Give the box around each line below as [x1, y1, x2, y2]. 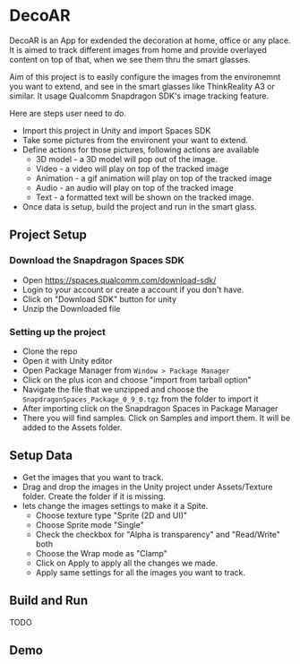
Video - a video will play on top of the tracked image [35, 163, 229, 174]
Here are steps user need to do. [9, 108, 127, 118]
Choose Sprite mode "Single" [35, 519, 145, 530]
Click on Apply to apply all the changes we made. [35, 557, 219, 568]
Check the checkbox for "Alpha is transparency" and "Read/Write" [35, 529, 280, 539]
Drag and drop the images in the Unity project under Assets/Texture [21, 481, 273, 492]
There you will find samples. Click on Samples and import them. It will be [21, 412, 291, 423]
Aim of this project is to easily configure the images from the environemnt [9, 71, 281, 82]
